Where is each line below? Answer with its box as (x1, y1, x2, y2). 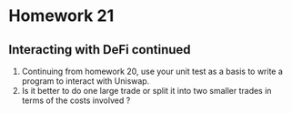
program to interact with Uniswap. (21, 76, 150, 87)
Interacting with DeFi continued (8, 42, 192, 57)
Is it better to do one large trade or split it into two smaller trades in (21, 86, 272, 96)
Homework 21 (8, 5, 115, 26)
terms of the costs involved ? (21, 95, 131, 106)
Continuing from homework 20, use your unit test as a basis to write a (21, 66, 284, 77)
